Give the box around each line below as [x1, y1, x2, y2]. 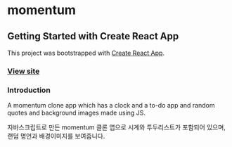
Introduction [7, 85, 51, 95]
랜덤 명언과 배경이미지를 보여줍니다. [7, 132, 105, 141]
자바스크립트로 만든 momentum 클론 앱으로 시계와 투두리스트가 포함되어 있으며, [7, 123, 226, 132]
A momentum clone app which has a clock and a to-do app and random [7, 101, 215, 110]
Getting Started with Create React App [7, 30, 179, 42]
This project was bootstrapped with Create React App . [7, 49, 165, 57]
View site [7, 66, 40, 76]
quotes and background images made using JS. [7, 108, 146, 117]
